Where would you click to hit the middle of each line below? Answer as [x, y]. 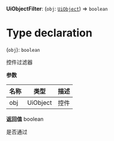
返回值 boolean [25, 119]
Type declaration [49, 33]
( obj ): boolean [23, 49]
